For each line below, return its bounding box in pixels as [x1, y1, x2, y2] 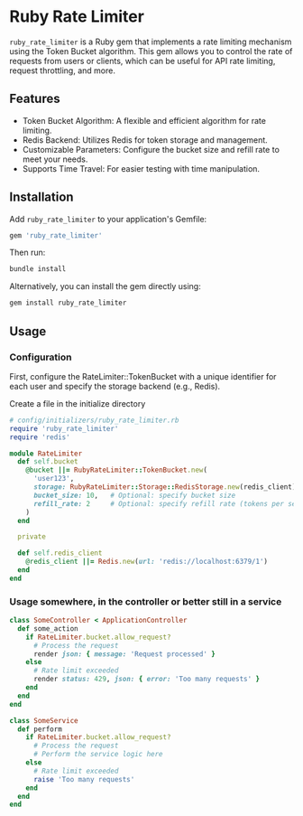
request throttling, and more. [9, 65, 115, 76]
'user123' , [32, 474, 75, 483]
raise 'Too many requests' [32, 774, 135, 783]
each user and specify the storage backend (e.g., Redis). [9, 380, 221, 391]
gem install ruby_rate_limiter [9, 298, 127, 308]
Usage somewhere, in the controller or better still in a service [9, 595, 282, 607]
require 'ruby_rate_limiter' [9, 424, 119, 433]
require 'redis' [9, 432, 70, 442]
